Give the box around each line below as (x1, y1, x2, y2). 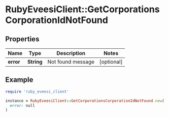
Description (56, 50, 85, 56)
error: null (10, 103, 36, 108)
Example (5, 75, 33, 84)
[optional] (99, 58, 123, 65)
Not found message (47, 58, 95, 65)
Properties (5, 35, 40, 43)
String (27, 58, 43, 65)
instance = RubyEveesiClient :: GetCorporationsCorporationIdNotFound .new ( (5, 98, 165, 103)
